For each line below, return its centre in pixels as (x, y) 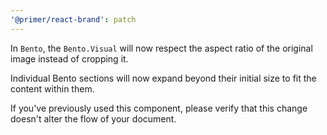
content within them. (52, 88)
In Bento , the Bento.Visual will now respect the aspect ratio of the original (161, 48)
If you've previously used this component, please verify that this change (159, 108)
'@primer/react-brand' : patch (73, 19)
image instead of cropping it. (69, 58)
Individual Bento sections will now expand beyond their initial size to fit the (163, 78)
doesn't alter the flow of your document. (93, 118)
